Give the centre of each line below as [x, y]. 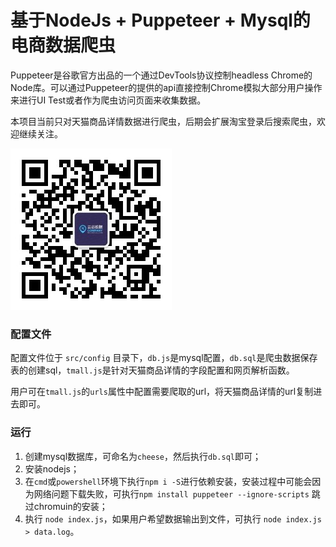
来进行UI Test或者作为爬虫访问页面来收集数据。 [108, 100]
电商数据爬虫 [63, 45]
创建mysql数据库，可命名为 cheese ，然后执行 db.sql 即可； [143, 456]
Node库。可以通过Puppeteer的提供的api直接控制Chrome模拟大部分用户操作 [166, 87]
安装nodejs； [52, 468]
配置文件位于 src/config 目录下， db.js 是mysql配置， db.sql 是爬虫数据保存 [164, 358]
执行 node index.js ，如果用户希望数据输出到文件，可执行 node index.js [173, 518]
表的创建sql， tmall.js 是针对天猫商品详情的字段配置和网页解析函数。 [152, 370]
